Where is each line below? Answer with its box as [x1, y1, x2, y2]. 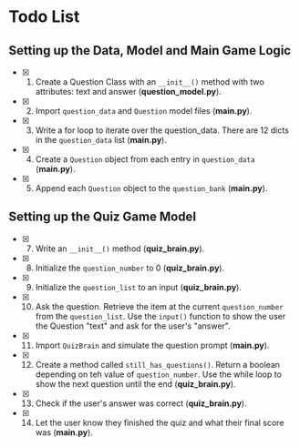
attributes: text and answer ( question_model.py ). [35, 86, 222, 97]
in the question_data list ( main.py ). [35, 135, 168, 145]
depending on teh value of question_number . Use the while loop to [35, 369, 282, 380]
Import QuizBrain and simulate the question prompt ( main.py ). [35, 340, 270, 350]
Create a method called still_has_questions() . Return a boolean [35, 359, 280, 370]
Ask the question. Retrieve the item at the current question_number [35, 300, 284, 311]
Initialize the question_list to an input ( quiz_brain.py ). [35, 281, 243, 292]
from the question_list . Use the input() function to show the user [35, 310, 286, 321]
